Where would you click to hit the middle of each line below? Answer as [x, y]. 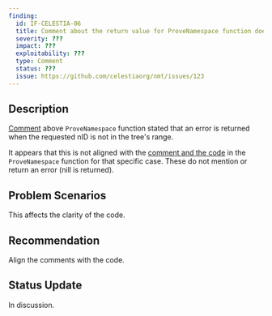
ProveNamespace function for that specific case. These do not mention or [128, 161]
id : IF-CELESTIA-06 [49, 23]
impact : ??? [36, 46]
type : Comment [39, 62]
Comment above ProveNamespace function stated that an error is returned [129, 128]
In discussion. [32, 305]
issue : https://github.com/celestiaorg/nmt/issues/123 [110, 76]
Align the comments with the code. [67, 260]
